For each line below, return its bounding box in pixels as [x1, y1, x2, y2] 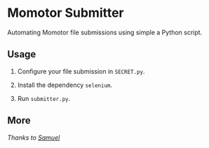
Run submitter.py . [17, 94, 71, 102]
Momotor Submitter [7, 5, 124, 21]
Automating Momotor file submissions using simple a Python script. [7, 28, 203, 36]
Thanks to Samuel [7, 133, 60, 142]
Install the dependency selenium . [17, 81, 113, 89]
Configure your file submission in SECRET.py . [17, 67, 145, 75]
